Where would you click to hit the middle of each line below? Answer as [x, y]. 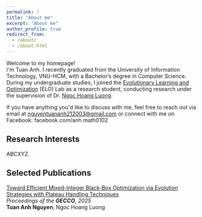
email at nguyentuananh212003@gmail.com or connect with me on [91, 114]
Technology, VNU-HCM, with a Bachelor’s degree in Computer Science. [96, 76]
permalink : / [23, 12]
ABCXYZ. [18, 154]
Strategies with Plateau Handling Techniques [63, 194]
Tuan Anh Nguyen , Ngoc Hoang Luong [56, 207]
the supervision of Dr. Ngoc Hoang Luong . [60, 95]
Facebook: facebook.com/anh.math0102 [57, 120]
